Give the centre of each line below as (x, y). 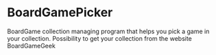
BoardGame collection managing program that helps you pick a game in (108, 31)
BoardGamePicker (60, 13)
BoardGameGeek (32, 45)
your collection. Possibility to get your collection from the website (99, 38)
